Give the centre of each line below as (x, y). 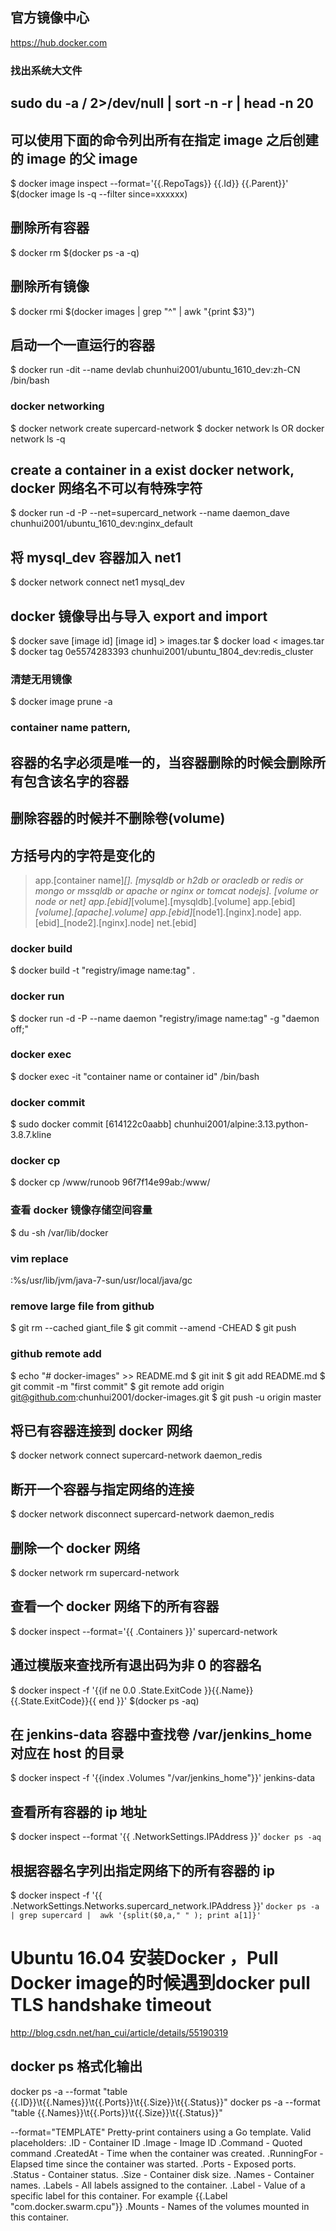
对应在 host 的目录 (67, 1753)
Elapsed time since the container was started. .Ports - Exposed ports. (153, 2164)
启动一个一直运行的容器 (82, 344)
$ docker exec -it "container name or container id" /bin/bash (135, 1076)
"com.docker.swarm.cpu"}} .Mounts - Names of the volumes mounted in (160, 2206)
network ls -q (38, 439)
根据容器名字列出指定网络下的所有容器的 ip (142, 1870)
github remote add (56, 1354)
